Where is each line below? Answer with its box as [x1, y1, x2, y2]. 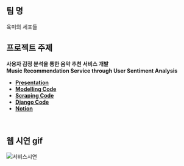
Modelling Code [15, 85, 57, 93]
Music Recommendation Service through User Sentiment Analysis [6, 67, 178, 74]
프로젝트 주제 [6, 43, 53, 53]
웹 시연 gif [6, 136, 43, 146]
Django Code [15, 98, 49, 106]
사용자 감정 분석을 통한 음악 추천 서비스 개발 [6, 60, 108, 67]
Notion [15, 104, 34, 112]
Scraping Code [15, 92, 54, 99]
